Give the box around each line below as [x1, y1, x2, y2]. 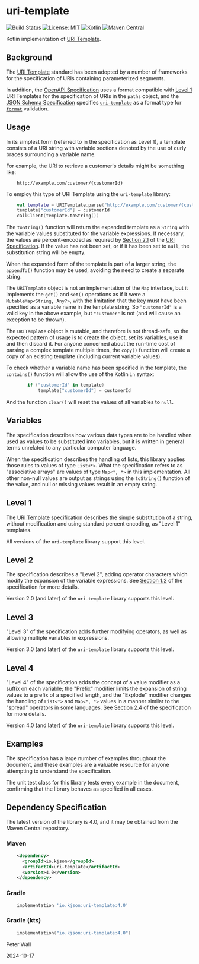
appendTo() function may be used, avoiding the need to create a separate [6, 267, 185, 274]
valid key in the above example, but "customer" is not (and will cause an [6, 310, 181, 317]
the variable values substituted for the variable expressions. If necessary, [6, 230, 185, 237]
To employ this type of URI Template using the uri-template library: [6, 190, 171, 197]
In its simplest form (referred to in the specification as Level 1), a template [6, 138, 185, 145]
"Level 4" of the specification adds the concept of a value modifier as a [6, 679, 181, 685]
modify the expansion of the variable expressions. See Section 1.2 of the [6, 577, 183, 584]
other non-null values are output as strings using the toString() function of [6, 474, 191, 482]
